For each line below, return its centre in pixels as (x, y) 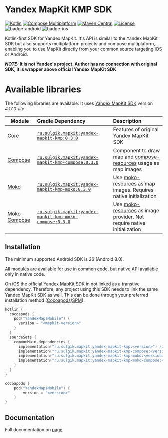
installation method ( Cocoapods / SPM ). (45, 300)
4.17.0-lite (15, 108)
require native (129, 223)
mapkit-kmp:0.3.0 (58, 138)
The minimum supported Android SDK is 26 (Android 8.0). (65, 259)
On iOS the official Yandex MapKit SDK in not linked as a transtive (72, 284)
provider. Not (129, 217)
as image (149, 210)
